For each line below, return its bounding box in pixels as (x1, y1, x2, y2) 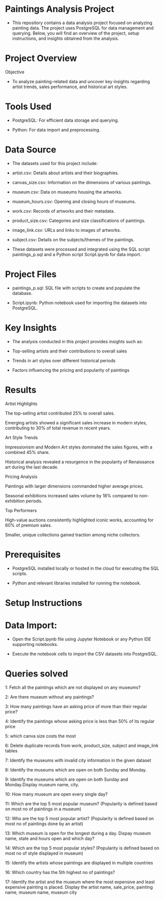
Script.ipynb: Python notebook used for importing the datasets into (12, 299, 147, 306)
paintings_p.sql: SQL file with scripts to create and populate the (12, 285, 141, 291)
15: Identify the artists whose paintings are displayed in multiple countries (5, 860, 153, 866)
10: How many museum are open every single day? (5, 791, 108, 797)
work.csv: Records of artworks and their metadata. (12, 208, 115, 214)
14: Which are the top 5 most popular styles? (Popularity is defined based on (5, 845, 160, 851)
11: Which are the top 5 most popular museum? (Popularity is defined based (5, 801, 158, 806)
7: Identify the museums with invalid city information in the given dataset (5, 757, 151, 763)
